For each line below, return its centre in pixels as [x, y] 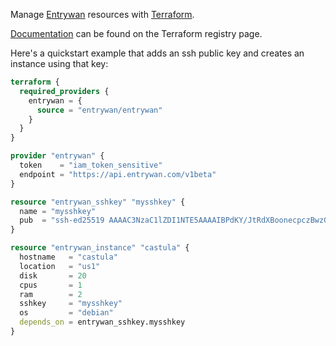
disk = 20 [53, 275]
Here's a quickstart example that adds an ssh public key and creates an [157, 53]
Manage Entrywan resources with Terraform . [102, 14]
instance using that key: [59, 63]
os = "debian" [66, 313]
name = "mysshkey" [58, 211]
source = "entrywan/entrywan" [99, 110]
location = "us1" [60, 266]
